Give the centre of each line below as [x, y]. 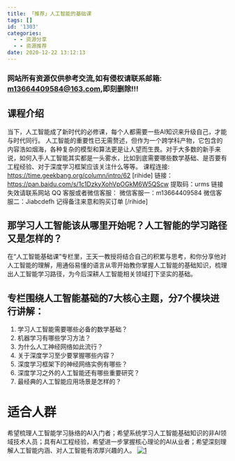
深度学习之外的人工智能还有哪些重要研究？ [78, 373]
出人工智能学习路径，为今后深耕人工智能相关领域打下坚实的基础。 [102, 274]
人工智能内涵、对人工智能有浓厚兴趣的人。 [74, 451]
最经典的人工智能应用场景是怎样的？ [69, 381]
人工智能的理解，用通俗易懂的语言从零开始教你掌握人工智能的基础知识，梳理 [117, 265]
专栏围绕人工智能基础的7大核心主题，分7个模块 [109, 298]
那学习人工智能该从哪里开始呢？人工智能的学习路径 [117, 225]
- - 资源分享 [30, 40]
